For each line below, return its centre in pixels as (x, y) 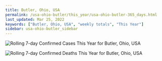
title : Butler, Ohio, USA (32, 10)
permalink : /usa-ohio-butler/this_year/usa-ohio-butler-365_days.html (81, 15)
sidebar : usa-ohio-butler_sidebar (42, 29)
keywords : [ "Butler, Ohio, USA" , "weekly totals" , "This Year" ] (74, 24)
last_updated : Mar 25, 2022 (35, 19)
